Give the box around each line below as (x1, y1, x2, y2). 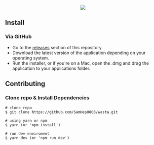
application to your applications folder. (12, 65, 90, 71)
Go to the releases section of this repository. (12, 44, 103, 50)
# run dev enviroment (5, 131, 50, 136)
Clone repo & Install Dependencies (5, 94, 90, 101)
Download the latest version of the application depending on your (12, 50, 146, 56)
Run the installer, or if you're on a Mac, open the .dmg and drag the (12, 60, 149, 66)
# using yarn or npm (5, 118, 48, 123)
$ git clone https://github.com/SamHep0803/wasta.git (5, 110, 118, 115)
